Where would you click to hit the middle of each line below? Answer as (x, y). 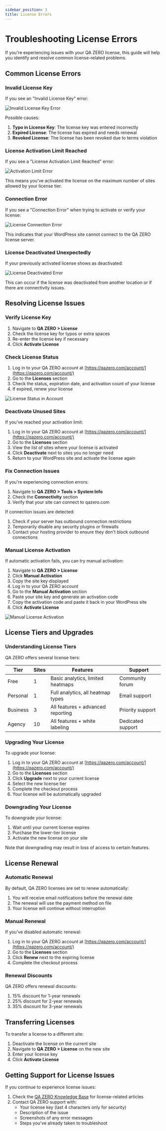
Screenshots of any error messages (56, 1118)
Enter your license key (35, 1054)
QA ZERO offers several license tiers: (43, 657)
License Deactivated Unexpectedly (48, 252)
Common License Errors (43, 73)
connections (25, 537)
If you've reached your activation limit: (44, 422)
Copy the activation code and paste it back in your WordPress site (80, 602)
